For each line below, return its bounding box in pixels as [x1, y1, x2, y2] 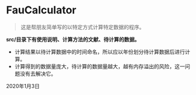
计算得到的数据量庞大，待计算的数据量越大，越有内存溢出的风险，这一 [14, 62, 185, 70]
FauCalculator [6, 3, 77, 17]
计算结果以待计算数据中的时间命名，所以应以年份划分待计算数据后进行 [14, 48, 185, 55]
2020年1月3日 [6, 82, 40, 89]
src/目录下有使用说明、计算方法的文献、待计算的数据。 [6, 36, 140, 43]
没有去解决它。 [19, 70, 57, 77]
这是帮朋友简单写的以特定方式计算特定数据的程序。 [20, 23, 145, 30]
